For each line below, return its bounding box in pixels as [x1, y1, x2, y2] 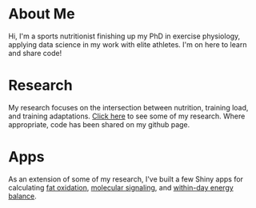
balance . [8, 191, 38, 201]
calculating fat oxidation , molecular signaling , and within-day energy [8, 182, 234, 192]
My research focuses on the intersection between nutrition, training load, [8, 102, 249, 112]
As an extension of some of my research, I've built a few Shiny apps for [8, 174, 244, 184]
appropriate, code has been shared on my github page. [8, 119, 190, 129]
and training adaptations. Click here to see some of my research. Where [8, 111, 246, 121]
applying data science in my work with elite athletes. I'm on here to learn [8, 39, 247, 49]
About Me [8, 5, 75, 23]
